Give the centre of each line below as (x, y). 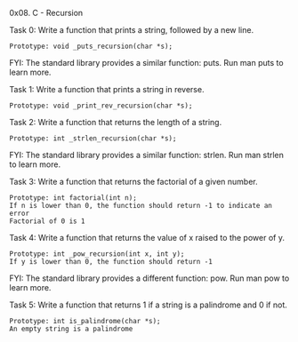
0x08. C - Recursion (46, 13)
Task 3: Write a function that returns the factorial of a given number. (133, 182)
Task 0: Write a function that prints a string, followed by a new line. (132, 30)
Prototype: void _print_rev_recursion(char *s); (101, 106)
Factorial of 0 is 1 (48, 221)
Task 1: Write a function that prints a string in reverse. (107, 89)
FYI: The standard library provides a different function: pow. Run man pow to (149, 278)
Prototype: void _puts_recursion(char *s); (91, 46)
